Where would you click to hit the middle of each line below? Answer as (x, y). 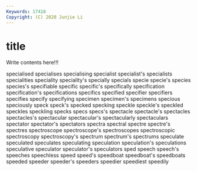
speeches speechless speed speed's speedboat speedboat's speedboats (96, 155)
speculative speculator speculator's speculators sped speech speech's (93, 149)
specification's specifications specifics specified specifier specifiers (89, 93)
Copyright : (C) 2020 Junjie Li (45, 17)
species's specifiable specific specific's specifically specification (86, 87)
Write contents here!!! (32, 63)
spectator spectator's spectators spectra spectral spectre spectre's (88, 124)
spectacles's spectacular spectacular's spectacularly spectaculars (87, 118)
